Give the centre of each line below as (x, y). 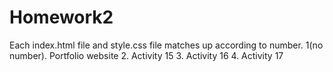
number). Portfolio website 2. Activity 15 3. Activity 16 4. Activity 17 (146, 55)
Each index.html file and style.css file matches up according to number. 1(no (166, 45)
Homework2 (61, 17)
